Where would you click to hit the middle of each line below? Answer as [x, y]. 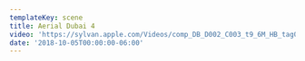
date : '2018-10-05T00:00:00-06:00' [77, 43]
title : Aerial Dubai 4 [52, 26]
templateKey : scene [46, 17]
